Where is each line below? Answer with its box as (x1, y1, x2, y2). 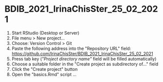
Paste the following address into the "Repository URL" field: (11, 45, 131, 51)
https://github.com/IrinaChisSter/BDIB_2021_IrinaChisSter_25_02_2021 (11, 50, 153, 57)
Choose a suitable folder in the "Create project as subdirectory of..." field (11, 61, 159, 67)
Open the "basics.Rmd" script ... (11, 71, 77, 77)
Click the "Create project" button (11, 66, 78, 72)
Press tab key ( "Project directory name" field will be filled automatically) (11, 56, 157, 61)
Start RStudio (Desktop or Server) (11, 30, 80, 36)
